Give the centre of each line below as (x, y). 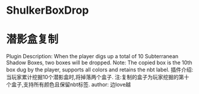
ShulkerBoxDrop (48, 10)
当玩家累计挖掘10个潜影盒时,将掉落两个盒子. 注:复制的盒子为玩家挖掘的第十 (98, 77)
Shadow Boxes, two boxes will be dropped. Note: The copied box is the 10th (99, 62)
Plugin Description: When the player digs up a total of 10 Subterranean (92, 57)
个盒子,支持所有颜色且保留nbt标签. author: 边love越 (69, 84)
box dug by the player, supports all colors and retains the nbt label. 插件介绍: (100, 70)
